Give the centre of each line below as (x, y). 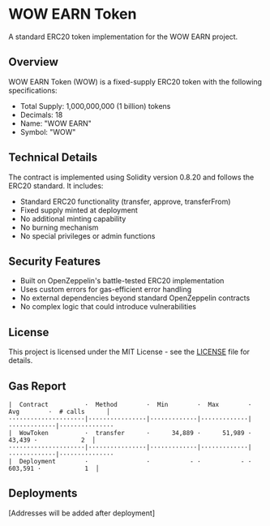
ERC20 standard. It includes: (56, 185)
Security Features (55, 261)
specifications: (33, 90)
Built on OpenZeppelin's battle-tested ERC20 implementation (122, 281)
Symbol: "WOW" (48, 131)
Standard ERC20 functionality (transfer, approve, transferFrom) (125, 201)
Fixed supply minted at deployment (79, 210)
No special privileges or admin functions (88, 235)
